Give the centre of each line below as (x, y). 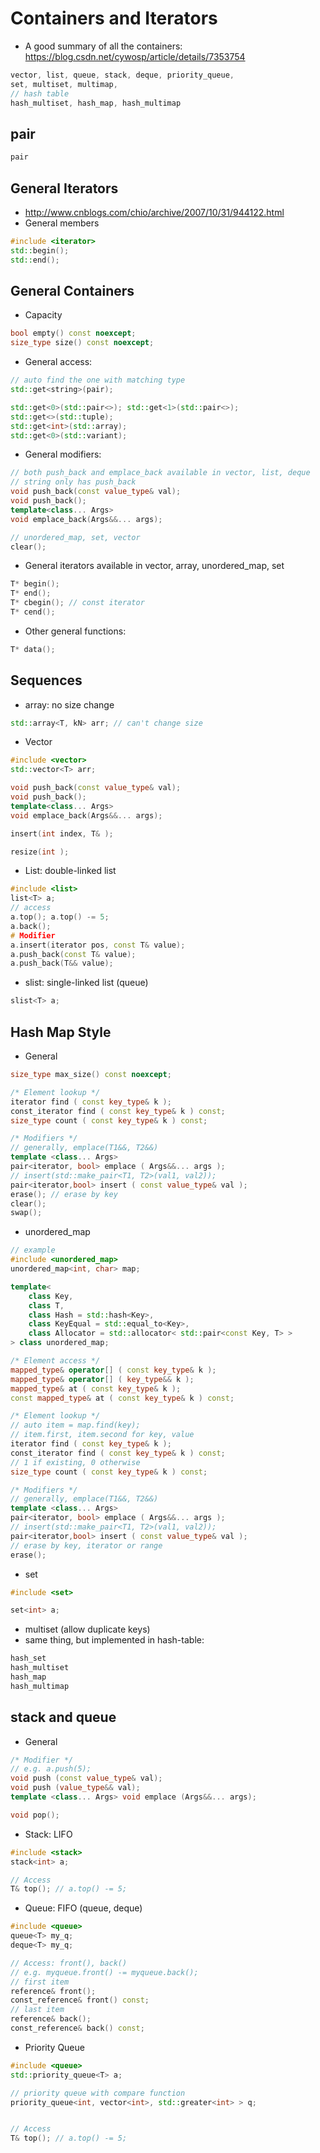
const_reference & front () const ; (80, 2000)
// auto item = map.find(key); (75, 1425)
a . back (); (31, 926)
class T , (46, 1305)
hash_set (28, 1658)
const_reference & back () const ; (77, 2028)
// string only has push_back (73, 482)
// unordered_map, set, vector (75, 537)
